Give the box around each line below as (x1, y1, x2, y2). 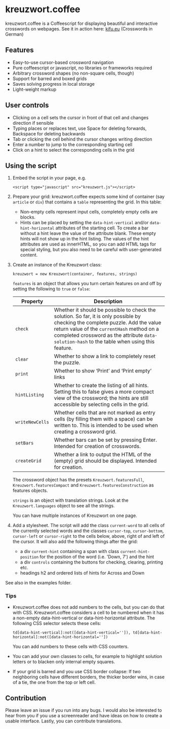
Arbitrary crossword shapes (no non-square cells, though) (12, 70, 134, 76)
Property (21, 298, 44, 305)
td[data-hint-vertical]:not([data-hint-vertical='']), (12, 630, 131, 635)
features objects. (12, 488, 48, 494)
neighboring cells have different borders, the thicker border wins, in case (12, 674, 165, 680)
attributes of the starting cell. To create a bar (55, 225, 149, 231)
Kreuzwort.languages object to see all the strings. (12, 503, 115, 509)
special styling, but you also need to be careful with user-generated (20, 247, 162, 253)
